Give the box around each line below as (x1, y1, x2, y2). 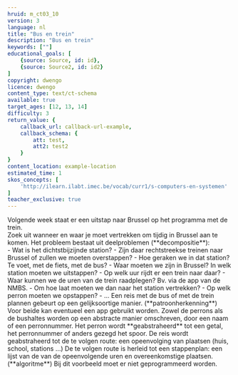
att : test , (33, 136, 66, 143)
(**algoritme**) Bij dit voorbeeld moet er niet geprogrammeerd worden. (7, 359, 217, 368)
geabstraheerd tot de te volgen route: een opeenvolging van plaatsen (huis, (7, 337, 229, 346)
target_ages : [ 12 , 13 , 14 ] (7, 103, 88, 111)
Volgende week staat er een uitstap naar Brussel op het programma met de (7, 215, 228, 225)
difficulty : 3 (7, 110, 50, 117)
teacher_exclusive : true (7, 196, 81, 203)
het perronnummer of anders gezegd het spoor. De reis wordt (7, 329, 189, 338)
